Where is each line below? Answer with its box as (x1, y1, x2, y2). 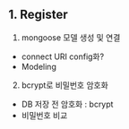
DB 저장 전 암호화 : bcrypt (21, 99, 114, 109)
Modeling (21, 61, 57, 72)
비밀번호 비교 (21, 109, 68, 120)
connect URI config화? (21, 51, 105, 62)
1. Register (8, 7, 68, 22)
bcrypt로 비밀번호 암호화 (21, 80, 108, 90)
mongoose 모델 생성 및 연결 (21, 31, 121, 43)
